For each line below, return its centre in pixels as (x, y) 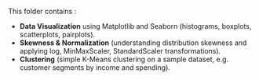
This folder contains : (42, 11)
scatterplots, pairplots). (57, 35)
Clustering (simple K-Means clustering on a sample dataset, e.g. (124, 59)
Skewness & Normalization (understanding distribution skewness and (133, 43)
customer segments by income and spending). (95, 68)
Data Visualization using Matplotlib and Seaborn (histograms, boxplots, (135, 26)
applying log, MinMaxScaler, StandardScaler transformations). (120, 51)
